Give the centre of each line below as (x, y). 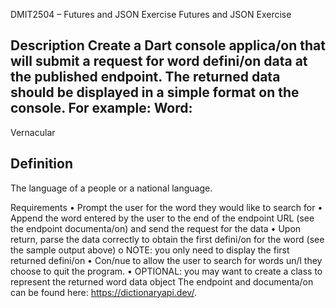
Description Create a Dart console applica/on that (168, 45)
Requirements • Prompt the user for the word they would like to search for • (166, 207)
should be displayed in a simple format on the (155, 92)
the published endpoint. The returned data (145, 77)
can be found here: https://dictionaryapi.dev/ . (103, 292)
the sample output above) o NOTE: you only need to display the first (150, 250)
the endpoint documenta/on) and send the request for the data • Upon (156, 228)
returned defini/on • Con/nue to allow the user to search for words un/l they (166, 260)
